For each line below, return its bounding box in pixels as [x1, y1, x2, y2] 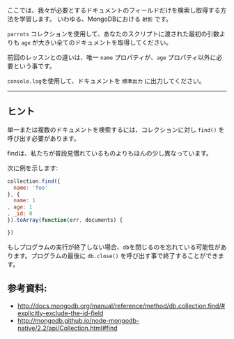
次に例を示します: [7, 163, 58, 172]
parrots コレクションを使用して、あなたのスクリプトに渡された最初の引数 [7, 30, 219, 38]
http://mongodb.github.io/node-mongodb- [17, 316, 139, 324]
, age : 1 [7, 204, 33, 211]
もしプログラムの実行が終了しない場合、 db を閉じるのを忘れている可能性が [7, 243, 221, 251]
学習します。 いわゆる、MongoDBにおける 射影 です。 [19, 15, 173, 23]
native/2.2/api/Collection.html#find [17, 324, 118, 332]
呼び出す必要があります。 [7, 134, 80, 142]
